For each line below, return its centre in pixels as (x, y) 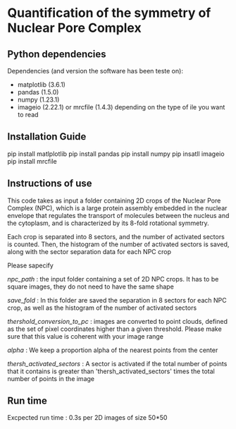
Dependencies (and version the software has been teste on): (95, 71)
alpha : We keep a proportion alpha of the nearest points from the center (113, 350)
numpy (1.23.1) (38, 99)
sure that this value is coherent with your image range (86, 336)
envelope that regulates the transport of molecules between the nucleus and (118, 215)
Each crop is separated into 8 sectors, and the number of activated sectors (116, 236)
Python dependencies (57, 54)
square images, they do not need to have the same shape (91, 286)
